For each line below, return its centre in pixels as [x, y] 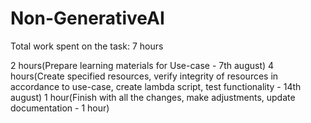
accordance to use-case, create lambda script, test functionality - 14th [156, 86]
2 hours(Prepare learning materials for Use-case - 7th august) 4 [142, 65]
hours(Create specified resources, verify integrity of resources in [144, 76]
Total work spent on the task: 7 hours [87, 46]
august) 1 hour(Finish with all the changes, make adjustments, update [153, 97]
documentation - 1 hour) [60, 108]
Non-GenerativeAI [87, 18]
